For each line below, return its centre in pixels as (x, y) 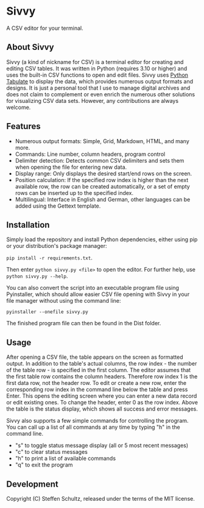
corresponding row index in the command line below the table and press (97, 390)
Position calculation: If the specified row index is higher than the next (102, 180)
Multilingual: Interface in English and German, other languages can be (103, 199)
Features (23, 126)
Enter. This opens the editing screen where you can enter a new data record (102, 396)
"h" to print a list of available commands (65, 459)
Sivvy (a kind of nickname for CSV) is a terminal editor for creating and (95, 62)
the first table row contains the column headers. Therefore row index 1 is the (102, 376)
